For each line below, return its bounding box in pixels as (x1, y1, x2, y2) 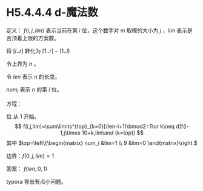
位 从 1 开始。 (6, 113, 40, 120)
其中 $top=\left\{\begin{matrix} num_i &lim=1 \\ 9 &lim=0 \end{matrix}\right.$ (6, 139, 198, 146)
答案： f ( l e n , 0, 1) (6, 165, 48, 172)
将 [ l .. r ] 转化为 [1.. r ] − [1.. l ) (6, 47, 70, 55)
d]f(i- (175, 122, 189, 130)
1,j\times (59, 129, 81, 136)
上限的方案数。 (22, 34, 59, 41)
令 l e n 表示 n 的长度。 (6, 73, 61, 80)
